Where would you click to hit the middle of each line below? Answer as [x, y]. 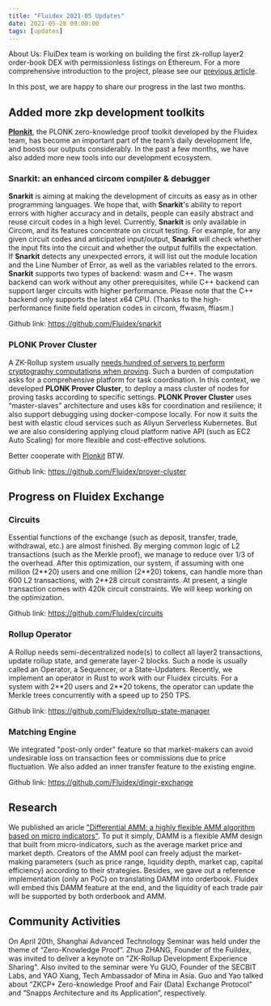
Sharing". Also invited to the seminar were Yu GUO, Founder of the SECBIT [133, 967]
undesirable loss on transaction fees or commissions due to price [117, 758]
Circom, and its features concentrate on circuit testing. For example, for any [134, 231]
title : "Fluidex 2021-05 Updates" [67, 16]
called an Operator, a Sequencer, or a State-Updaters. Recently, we [121, 669]
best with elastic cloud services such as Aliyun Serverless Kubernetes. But [133, 423]
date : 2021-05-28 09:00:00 [54, 23]
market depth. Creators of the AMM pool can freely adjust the [111, 853]
